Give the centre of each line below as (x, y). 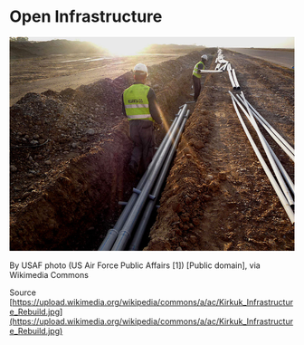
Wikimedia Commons (49, 274)
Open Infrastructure (86, 17)
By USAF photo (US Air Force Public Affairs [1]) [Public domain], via (135, 265)
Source (23, 292)
